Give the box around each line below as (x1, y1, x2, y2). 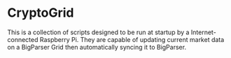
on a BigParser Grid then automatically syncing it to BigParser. (7, 43, 187, 51)
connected (7, 35, 38, 43)
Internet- (190, 28, 217, 36)
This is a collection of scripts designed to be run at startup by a (7, 28, 190, 36)
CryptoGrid (7, 5, 74, 21)
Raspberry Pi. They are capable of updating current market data (39, 35, 225, 43)
